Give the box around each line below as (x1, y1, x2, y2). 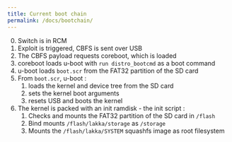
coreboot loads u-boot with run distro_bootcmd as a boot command (17, 59, 216, 67)
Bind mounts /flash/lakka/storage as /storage (28, 119, 166, 127)
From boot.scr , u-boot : (17, 73, 87, 82)
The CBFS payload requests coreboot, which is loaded (17, 51, 177, 60)
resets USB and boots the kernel (28, 96, 123, 105)
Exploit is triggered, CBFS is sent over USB (17, 44, 143, 52)
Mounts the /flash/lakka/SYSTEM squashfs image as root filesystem (28, 126, 225, 135)
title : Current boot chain (7, 10, 87, 18)
